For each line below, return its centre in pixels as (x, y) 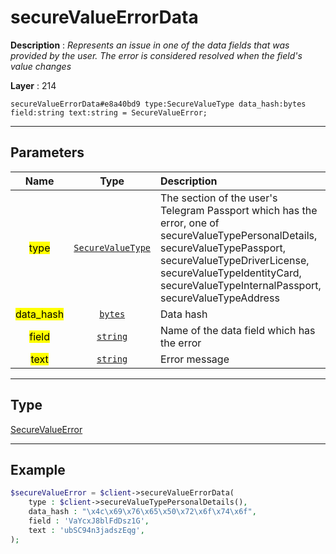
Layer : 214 (33, 85)
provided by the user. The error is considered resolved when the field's (156, 55)
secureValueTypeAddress (220, 298)
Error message (195, 359)
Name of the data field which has (238, 330)
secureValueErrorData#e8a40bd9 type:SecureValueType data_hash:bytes (158, 104)
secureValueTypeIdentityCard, (231, 273)
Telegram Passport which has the (239, 210)
